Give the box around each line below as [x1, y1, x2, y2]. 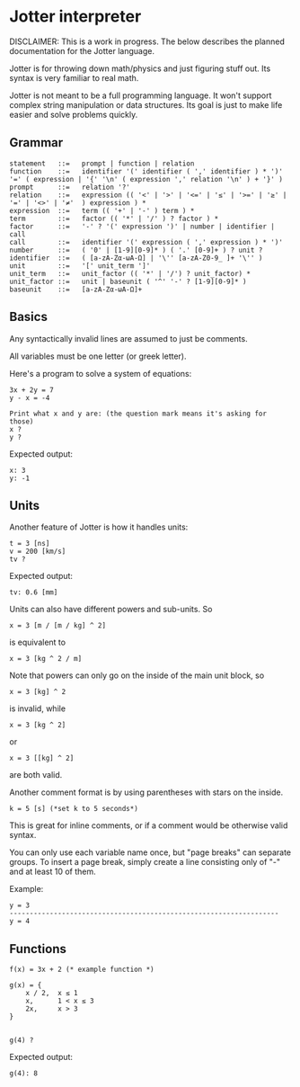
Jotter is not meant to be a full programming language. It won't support [9, 90, 272, 101]
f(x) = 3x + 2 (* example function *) [9, 965, 154, 975]
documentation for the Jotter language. [9, 45, 155, 56]
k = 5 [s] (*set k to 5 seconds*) [9, 805, 139, 814]
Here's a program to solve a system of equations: [9, 368, 192, 379]
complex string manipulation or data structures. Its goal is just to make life [9, 99, 283, 110]
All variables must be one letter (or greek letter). [9, 351, 187, 361]
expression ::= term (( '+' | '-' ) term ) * [9, 206, 195, 215]
